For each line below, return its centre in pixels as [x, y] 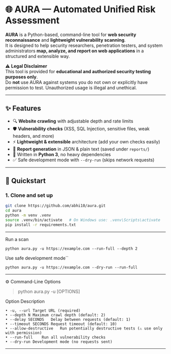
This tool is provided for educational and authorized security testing [78, 71]
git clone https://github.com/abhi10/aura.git [55, 206]
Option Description [25, 301]
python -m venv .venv [28, 215]
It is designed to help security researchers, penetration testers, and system [84, 45]
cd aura [13, 211]
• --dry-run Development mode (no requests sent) [59, 342]
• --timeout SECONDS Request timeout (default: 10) [61, 324]
